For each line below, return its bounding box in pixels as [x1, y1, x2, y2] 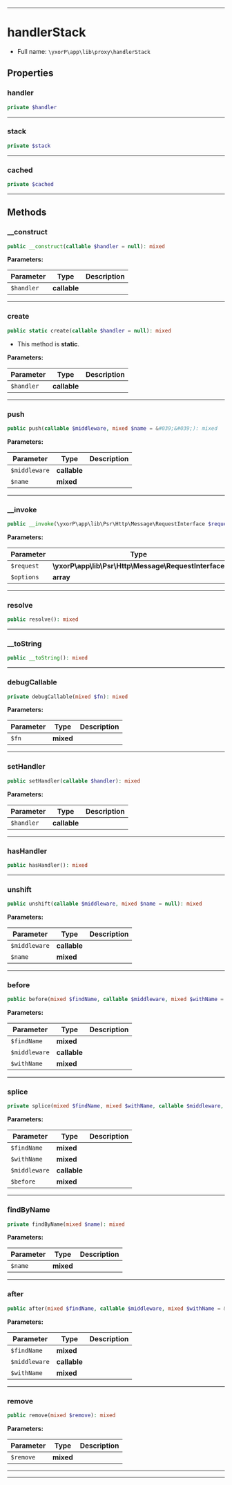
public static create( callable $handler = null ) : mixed [7, 327, 171, 334]
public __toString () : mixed [7, 655, 88, 662]
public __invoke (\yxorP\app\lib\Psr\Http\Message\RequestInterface [7, 521, 206, 527]
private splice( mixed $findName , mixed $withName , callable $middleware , [7, 1103, 224, 1110]
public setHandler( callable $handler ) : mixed [7, 777, 140, 785]
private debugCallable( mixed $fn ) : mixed [7, 693, 128, 700]
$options [10, 573, 39, 581]
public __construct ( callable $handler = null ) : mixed [7, 243, 166, 250]
